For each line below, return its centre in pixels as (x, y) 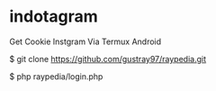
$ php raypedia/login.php (56, 76)
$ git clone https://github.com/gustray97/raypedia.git (108, 59)
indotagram (54, 17)
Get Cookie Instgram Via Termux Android (85, 41)
